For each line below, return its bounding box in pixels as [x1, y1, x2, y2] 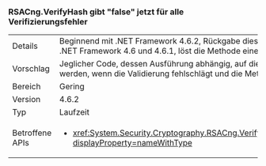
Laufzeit [59, 107, 89, 118]
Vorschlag [12, 63, 50, 74]
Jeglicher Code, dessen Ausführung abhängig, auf [59, 58, 247, 70]
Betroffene [12, 127, 52, 138]
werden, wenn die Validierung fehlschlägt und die [59, 68, 243, 79]
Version [12, 94, 41, 105]
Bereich [12, 81, 41, 92]
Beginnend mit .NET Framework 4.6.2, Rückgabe [59, 36, 241, 47]
